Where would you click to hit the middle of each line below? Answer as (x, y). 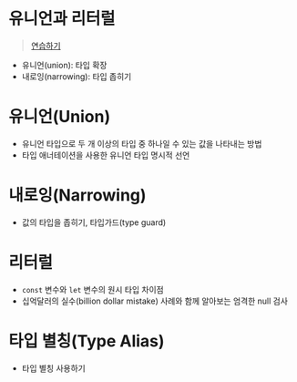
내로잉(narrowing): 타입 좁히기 (77, 76)
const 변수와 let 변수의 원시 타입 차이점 (93, 289)
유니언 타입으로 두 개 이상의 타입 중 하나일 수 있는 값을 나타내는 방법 (142, 143)
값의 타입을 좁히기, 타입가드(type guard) (94, 222)
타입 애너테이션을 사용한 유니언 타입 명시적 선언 (106, 155)
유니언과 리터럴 (62, 19)
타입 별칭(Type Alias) (87, 341)
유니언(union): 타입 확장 (64, 65)
